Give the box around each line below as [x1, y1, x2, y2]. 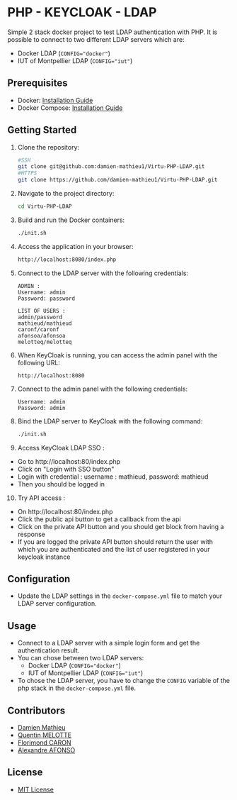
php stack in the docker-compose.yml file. [17, 684, 137, 692]
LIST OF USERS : [17, 307, 66, 314]
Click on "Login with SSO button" [17, 465, 115, 473]
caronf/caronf [17, 326, 59, 333]
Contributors [7, 704, 66, 716]
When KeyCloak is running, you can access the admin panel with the [17, 350, 218, 359]
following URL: [17, 358, 60, 367]
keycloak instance [17, 552, 71, 561]
